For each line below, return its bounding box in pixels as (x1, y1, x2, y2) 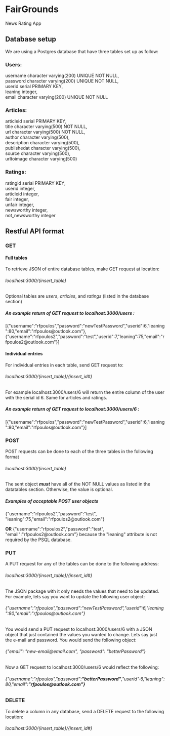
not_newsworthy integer (5, 212, 56, 218)
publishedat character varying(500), (5, 145, 81, 151)
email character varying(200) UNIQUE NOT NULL (5, 94, 108, 100)
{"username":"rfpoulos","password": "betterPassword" (5, 676, 121, 682)
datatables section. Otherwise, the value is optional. (5, 486, 113, 493)
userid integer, (5, 185, 35, 191)
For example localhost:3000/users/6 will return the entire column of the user (5, 389, 165, 395)
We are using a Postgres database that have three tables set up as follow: (5, 48, 158, 54)
